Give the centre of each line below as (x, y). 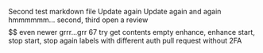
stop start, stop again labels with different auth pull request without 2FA (125, 40)
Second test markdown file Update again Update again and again (115, 11)
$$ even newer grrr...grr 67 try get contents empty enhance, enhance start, (132, 32)
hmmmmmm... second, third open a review (78, 20)
